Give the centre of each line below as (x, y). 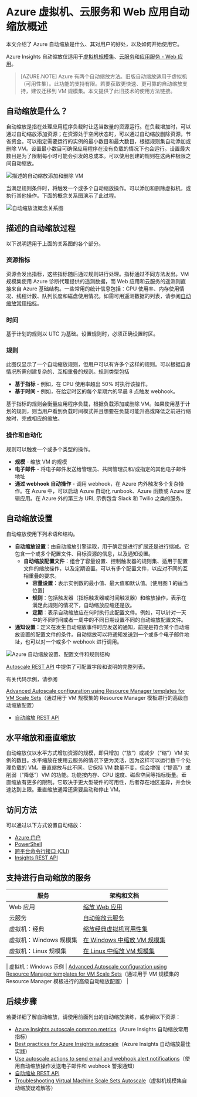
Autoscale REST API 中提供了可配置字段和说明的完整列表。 (77, 666)
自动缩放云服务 (104, 918)
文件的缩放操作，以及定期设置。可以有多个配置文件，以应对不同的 (103, 568)
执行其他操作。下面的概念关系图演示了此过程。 (62, 195)
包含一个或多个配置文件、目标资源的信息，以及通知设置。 (84, 553)
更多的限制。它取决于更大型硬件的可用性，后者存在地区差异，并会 (106, 782)
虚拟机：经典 (27, 929)
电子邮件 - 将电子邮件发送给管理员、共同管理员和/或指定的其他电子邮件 (100, 469)
